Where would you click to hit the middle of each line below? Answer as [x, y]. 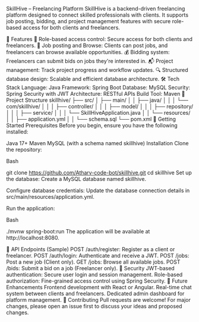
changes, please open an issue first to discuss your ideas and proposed [94, 306]
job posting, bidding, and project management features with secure [89, 21]
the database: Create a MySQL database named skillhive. [76, 179]
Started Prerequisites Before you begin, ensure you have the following [92, 125]
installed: [17, 132]
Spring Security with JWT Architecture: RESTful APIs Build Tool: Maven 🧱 [96, 94]
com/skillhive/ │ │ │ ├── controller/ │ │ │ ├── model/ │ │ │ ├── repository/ [100, 106]
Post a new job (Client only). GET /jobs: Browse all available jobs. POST [93, 262]
